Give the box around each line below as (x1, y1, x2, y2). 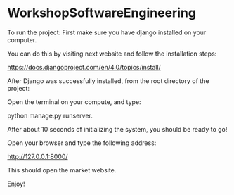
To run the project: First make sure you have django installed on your (7, 28, 207, 37)
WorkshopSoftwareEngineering (7, 5, 197, 21)
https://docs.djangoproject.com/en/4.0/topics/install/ (7, 63, 162, 71)
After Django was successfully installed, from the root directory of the (7, 76, 209, 85)
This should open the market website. (7, 165, 117, 174)
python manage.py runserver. (7, 111, 93, 120)
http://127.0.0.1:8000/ (7, 152, 68, 161)
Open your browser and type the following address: (7, 139, 157, 147)
